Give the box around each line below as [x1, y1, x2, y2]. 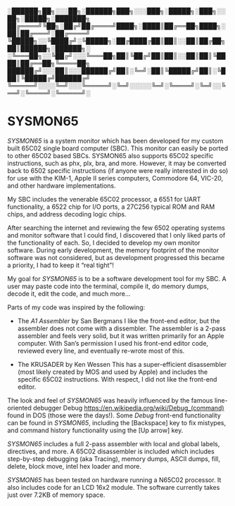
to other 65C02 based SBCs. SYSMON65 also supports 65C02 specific [7, 151, 214, 160]
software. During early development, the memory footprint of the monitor [7, 246, 220, 254]
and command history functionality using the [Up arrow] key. [7, 426, 184, 434]
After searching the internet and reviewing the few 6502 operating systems [7, 223, 225, 232]
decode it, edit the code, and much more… [7, 289, 131, 298]
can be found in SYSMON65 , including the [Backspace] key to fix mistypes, [7, 418, 227, 427]
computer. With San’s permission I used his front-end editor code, [17, 339, 209, 347]
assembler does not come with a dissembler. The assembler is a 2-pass [17, 324, 227, 332]
